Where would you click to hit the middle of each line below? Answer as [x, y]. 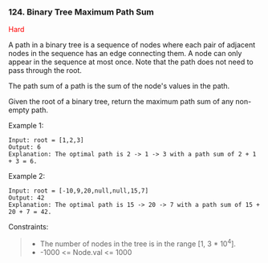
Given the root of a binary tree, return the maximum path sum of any [121, 102]
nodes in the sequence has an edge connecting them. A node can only [125, 54]
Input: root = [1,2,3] [46, 140]
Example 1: [26, 126]
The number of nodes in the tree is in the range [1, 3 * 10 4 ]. [138, 243]
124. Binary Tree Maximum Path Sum [81, 12]
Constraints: [28, 227]
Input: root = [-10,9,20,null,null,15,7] [79, 191]
